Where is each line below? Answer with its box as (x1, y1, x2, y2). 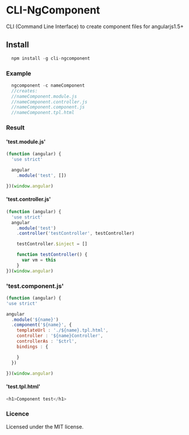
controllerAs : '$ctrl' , (16, 338, 77, 344)
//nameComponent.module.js (11, 93, 77, 100)
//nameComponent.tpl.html (11, 109, 75, 116)
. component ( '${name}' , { (11, 322, 72, 328)
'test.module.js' (6, 138, 46, 145)
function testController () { (16, 252, 88, 258)
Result (6, 124, 25, 132)
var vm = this (21, 257, 57, 263)
